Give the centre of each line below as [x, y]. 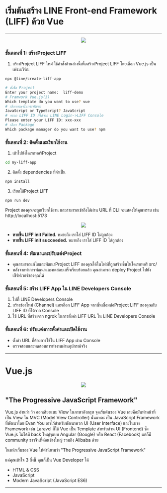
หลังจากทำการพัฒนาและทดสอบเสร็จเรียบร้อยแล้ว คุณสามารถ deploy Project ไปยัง [82, 270]
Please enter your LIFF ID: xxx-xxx [43, 120]
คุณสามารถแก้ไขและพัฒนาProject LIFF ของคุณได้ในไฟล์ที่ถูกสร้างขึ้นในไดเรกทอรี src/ [85, 264]
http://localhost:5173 [26, 215]
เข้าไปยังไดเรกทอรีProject [34, 153]
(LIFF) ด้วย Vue [35, 22]
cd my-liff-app [21, 163]
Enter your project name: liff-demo [44, 92]
